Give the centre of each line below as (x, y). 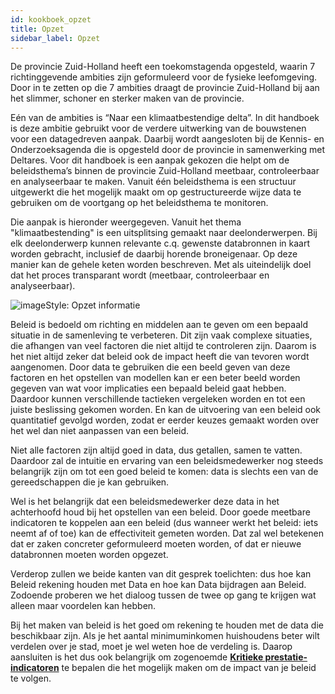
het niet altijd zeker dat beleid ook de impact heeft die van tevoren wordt (160, 357)
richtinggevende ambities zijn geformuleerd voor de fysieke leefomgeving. (164, 77)
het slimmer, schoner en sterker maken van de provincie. (127, 98)
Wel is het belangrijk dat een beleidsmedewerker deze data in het (145, 502)
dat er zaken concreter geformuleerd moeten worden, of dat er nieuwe (156, 544)
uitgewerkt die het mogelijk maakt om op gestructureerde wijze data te (156, 192)
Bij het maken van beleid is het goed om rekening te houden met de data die (167, 625)
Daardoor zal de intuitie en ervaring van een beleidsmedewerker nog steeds (167, 461)
